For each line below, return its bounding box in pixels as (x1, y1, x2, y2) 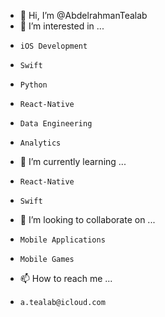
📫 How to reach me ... (19, 273, 113, 284)
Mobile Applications (19, 235, 106, 245)
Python (19, 80, 48, 90)
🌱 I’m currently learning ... (19, 156, 127, 167)
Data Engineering (19, 119, 93, 129)
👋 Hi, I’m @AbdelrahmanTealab (19, 10, 148, 21)
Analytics (19, 138, 62, 148)
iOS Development (19, 41, 88, 51)
